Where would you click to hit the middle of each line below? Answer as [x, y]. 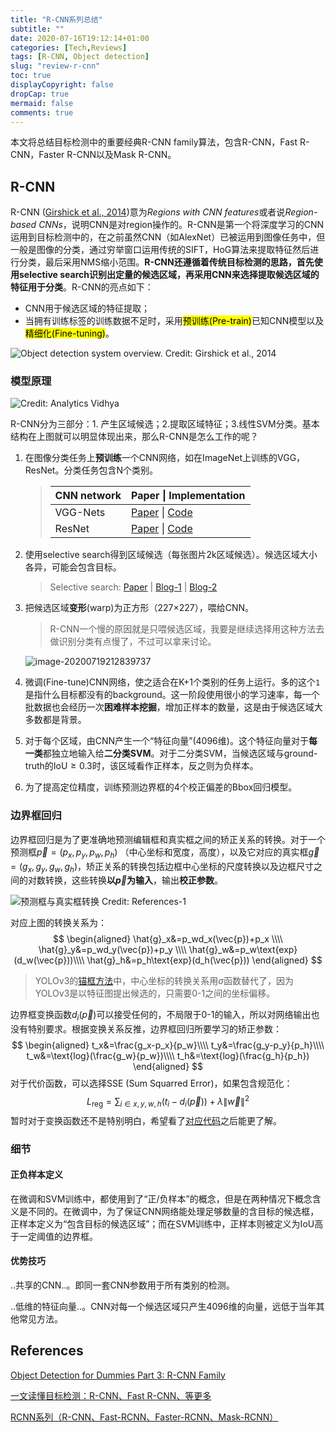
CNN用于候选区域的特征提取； [87, 308]
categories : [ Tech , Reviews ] [69, 47]
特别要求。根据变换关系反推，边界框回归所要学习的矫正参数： [154, 1029]
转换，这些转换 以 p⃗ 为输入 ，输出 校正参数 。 [134, 880]
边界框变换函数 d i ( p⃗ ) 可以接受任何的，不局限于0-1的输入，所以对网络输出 [161, 1016]
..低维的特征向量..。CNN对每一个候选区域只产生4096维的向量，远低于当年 [163, 1306]
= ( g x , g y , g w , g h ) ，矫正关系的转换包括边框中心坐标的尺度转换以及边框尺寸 [162, 867]
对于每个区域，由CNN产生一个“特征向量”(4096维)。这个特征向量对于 [166, 741]
